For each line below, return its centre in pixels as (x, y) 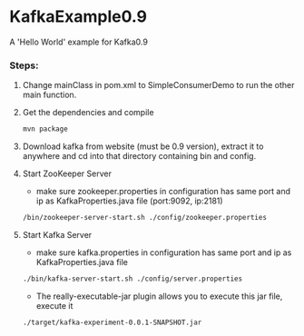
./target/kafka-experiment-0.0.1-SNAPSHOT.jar (112, 322)
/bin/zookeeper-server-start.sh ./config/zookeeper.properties (145, 218)
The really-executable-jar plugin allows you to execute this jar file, (159, 296)
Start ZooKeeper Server (67, 173)
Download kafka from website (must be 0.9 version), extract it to (143, 146)
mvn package (45, 129)
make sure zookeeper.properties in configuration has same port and (163, 192)
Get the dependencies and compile (88, 113)
